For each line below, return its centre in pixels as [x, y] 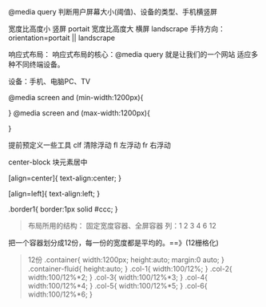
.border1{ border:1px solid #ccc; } [63, 209]
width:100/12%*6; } [60, 294]
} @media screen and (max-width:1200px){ [79, 113]
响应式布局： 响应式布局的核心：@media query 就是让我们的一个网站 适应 [130, 54]
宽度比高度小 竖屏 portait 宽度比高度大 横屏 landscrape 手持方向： [117, 29]
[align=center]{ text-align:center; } [65, 178]
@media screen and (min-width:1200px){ [76, 97]
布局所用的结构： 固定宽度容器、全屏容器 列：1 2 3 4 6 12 [122, 226]
